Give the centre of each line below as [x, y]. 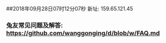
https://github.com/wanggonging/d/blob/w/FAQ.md [83, 33]
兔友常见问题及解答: [35, 25]
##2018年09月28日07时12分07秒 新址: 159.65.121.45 [70, 9]
